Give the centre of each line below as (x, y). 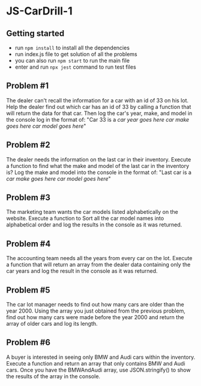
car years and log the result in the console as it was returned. (82, 271)
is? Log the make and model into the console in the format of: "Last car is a (99, 172)
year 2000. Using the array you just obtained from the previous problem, (96, 311)
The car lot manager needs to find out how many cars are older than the (95, 305)
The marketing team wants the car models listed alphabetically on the (92, 212)
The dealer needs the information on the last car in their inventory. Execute (99, 159)
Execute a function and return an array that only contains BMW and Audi (96, 363)
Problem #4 (28, 244)
